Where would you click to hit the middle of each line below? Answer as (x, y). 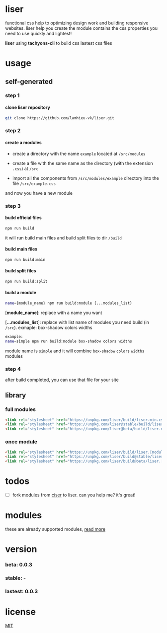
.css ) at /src (25, 168)
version (21, 549)
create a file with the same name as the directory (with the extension (83, 163)
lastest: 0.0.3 (22, 591)
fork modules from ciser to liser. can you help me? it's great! (74, 495)
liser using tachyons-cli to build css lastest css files (59, 43)
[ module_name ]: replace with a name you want (54, 313)
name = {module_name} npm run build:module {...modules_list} (69, 303)
